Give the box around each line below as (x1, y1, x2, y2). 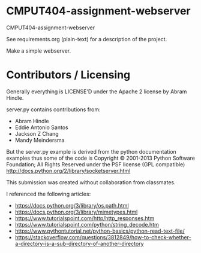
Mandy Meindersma (14, 136, 65, 144)
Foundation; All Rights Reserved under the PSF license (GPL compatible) (6, 160, 185, 168)
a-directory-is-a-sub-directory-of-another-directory (14, 240, 144, 247)
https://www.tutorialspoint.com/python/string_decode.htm (14, 221, 159, 228)
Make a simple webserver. (6, 47, 71, 54)
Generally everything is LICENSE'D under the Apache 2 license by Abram (6, 88, 187, 95)
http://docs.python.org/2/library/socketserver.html (6, 167, 131, 174)
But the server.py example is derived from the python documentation (6, 148, 177, 155)
